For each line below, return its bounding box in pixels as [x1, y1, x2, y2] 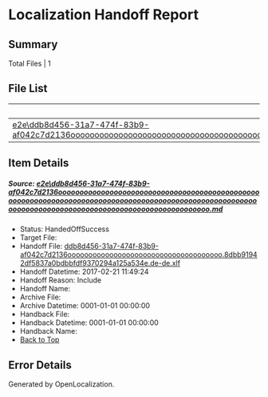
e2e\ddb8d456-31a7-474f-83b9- [36, 178, 150, 188]
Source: [8, 178, 36, 188]
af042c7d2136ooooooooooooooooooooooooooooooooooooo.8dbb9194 [19, 250, 258, 259]
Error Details [8, 358, 72, 371]
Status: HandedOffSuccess [19, 224, 110, 234]
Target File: [19, 233, 57, 243]
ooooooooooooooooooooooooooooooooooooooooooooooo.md [8, 204, 223, 214]
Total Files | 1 [8, 58, 51, 68]
